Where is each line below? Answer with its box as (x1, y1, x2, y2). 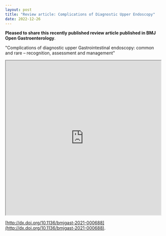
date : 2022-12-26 (5, 16, 41, 21)
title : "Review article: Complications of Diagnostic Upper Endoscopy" (5, 12, 155, 17)
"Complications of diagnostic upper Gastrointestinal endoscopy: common (5, 45, 154, 51)
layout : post (5, 7, 32, 12)
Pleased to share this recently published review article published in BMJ (5, 30, 156, 36)
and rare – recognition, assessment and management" (5, 50, 115, 56)
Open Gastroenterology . (5, 35, 56, 41)
